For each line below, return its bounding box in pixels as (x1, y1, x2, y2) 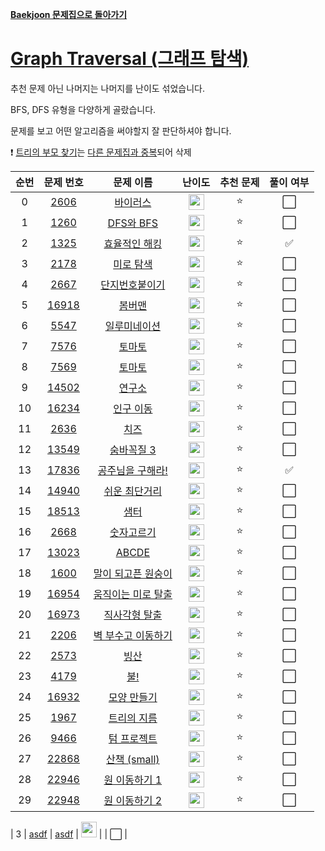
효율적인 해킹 (103, 237, 163, 251)
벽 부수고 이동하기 (93, 629, 173, 643)
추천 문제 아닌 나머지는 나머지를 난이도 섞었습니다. (10, 82, 206, 94)
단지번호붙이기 (100, 278, 166, 292)
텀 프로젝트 (108, 732, 158, 746)
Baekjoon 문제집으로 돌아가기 (10, 9, 128, 20)
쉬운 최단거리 (103, 484, 163, 498)
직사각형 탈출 (103, 608, 163, 622)
